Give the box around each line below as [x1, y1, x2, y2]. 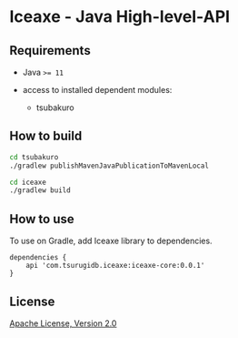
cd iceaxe [9, 178, 47, 187]
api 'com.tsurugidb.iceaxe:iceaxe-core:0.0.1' [25, 261, 205, 271]
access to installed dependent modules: [22, 85, 173, 95]
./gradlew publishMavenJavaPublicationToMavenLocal [9, 161, 209, 170]
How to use [9, 211, 74, 227]
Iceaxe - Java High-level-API [9, 6, 230, 27]
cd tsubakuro [9, 152, 59, 161]
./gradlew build [9, 186, 71, 195]
